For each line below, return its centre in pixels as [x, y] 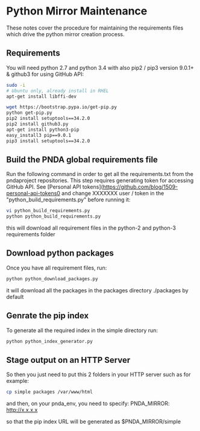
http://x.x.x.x [22, 410]
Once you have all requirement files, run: [57, 268]
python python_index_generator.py [50, 341]
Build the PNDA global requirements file [82, 159]
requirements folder [31, 234]
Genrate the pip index [48, 316]
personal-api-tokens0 [33, 193]
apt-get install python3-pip [43, 130]
